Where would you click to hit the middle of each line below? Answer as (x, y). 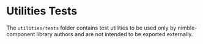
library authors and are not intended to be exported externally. (115, 34)
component (21, 34)
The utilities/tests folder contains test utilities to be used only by (91, 28)
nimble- (187, 28)
